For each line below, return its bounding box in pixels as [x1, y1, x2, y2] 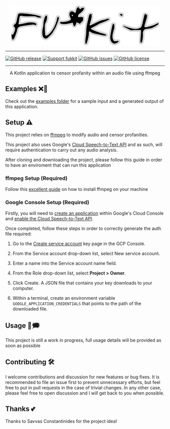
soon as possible [5, 342, 40, 349]
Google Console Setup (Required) [5, 199, 90, 206]
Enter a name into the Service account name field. [12, 260, 117, 266]
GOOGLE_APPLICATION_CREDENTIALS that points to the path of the [12, 300, 142, 306]
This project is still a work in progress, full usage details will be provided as [5, 337, 162, 343]
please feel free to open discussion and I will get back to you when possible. [5, 390, 164, 396]
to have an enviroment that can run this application [5, 162, 111, 168]
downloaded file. [12, 306, 48, 312]
